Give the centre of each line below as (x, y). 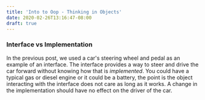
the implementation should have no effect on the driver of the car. (90, 90)
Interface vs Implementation (50, 45)
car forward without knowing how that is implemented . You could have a (98, 71)
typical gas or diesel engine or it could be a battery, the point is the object (100, 77)
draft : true (21, 23)
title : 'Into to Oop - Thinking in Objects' (64, 12)
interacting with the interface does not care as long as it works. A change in (102, 84)
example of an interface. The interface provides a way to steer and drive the (102, 64)
